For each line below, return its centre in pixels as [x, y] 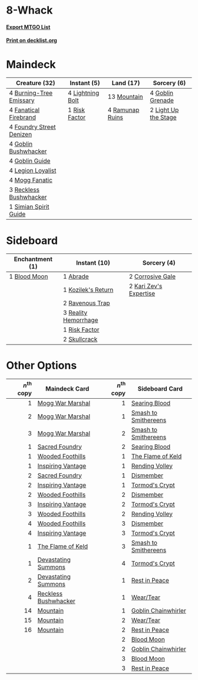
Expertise [142, 294]
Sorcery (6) [169, 83]
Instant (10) [93, 263]
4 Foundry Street [32, 127]
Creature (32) [35, 83]
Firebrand [23, 118]
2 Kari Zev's [146, 286]
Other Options [42, 365]
